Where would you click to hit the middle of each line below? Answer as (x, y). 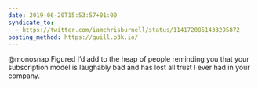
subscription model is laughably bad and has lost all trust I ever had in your (129, 68)
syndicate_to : (31, 23)
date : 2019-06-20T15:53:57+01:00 (63, 15)
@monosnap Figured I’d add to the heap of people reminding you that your (129, 59)
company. (24, 76)
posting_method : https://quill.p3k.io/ (73, 37)
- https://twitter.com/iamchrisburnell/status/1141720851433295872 (128, 30)
